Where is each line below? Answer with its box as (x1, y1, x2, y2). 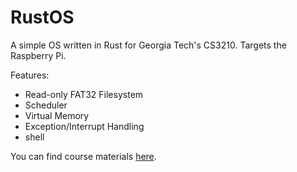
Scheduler (24, 99, 68, 111)
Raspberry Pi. (10, 49, 67, 61)
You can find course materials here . (10, 150, 157, 162)
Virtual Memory (24, 109, 90, 121)
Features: (10, 69, 50, 81)
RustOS (10, 6, 75, 29)
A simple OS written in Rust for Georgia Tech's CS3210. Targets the (10, 39, 287, 51)
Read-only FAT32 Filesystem (24, 88, 144, 100)
